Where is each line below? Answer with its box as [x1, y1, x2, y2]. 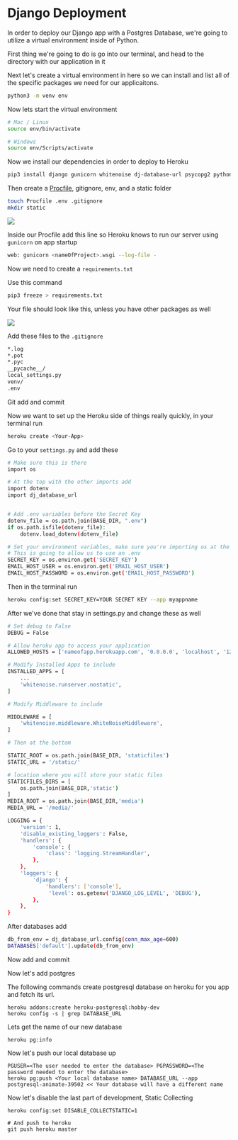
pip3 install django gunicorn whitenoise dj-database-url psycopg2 [7, 171, 211, 179]
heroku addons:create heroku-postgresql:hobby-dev [7, 1004, 160, 1011]
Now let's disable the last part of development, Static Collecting [7, 1093, 193, 1102]
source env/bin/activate [7, 125, 81, 132]
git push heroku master [7, 1125, 78, 1133]
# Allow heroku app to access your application [7, 642, 151, 649]
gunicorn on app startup [7, 237, 78, 246]
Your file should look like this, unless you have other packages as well [7, 305, 211, 313]
